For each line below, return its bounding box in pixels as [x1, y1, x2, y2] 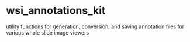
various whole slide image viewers [6, 29, 89, 36]
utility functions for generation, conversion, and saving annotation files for [6, 23, 185, 30]
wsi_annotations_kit [6, 4, 106, 17]
